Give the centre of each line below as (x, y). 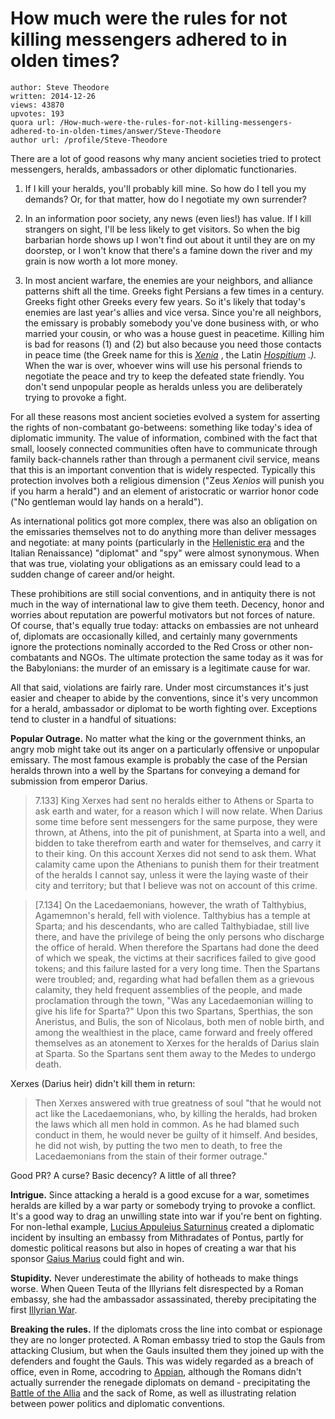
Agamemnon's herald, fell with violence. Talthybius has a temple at (172, 915)
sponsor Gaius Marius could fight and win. (97, 1258)
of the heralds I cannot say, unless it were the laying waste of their (171, 874)
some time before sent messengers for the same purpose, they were (176, 821)
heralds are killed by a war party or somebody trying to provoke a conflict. (163, 1205)
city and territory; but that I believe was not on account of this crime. (176, 885)
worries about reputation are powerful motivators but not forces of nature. (163, 614)
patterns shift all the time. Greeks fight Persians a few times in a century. (174, 291)
